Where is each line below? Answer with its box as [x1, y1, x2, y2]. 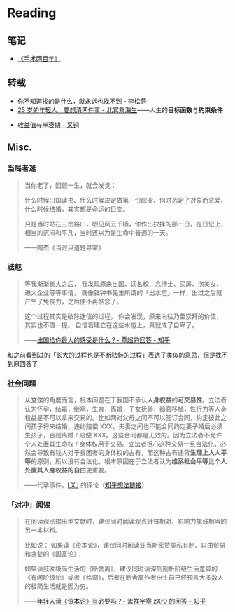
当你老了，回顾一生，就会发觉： [24, 181, 117, 189]
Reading [7, 5, 57, 21]
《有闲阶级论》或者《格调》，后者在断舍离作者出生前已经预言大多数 [24, 573, 218, 582]
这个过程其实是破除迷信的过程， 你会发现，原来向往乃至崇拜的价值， [24, 312, 222, 320]
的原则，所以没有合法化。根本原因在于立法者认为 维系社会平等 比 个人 [30, 457, 227, 465]
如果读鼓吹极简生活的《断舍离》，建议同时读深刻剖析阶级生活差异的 [24, 564, 218, 573]
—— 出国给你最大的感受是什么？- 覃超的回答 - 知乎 [24, 335, 171, 344]
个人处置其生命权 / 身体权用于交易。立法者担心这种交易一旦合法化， [24, 440, 220, 448]
